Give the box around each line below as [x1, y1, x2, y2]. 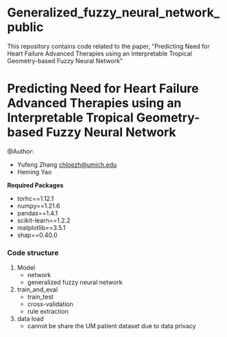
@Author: [7, 147, 34, 155]
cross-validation [27, 300, 73, 308]
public [7, 19, 44, 35]
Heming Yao [16, 167, 52, 176]
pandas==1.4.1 [16, 209, 58, 217]
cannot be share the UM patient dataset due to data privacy [27, 322, 197, 330]
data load [16, 314, 45, 323]
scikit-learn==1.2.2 [16, 216, 71, 224]
